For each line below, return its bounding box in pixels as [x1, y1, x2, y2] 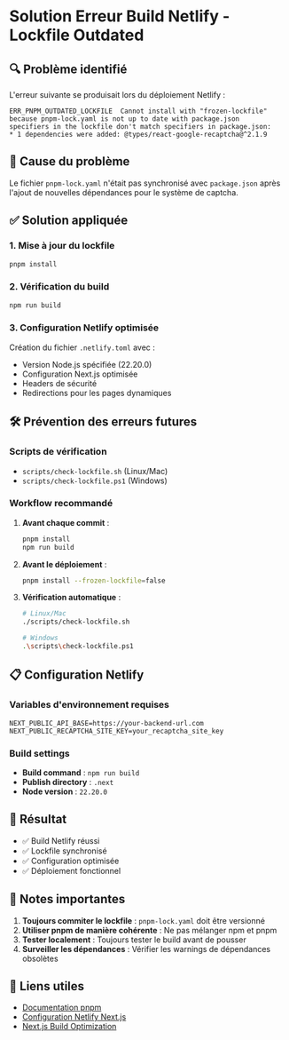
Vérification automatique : [21, 592, 121, 603]
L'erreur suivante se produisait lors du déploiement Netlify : [9, 90, 226, 99]
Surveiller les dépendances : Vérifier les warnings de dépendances [21, 943, 271, 954]
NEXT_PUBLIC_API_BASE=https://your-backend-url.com [9, 718, 204, 727]
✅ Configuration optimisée [21, 855, 120, 866]
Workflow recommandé [9, 497, 113, 510]
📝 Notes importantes [9, 892, 126, 907]
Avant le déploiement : [21, 559, 107, 569]
